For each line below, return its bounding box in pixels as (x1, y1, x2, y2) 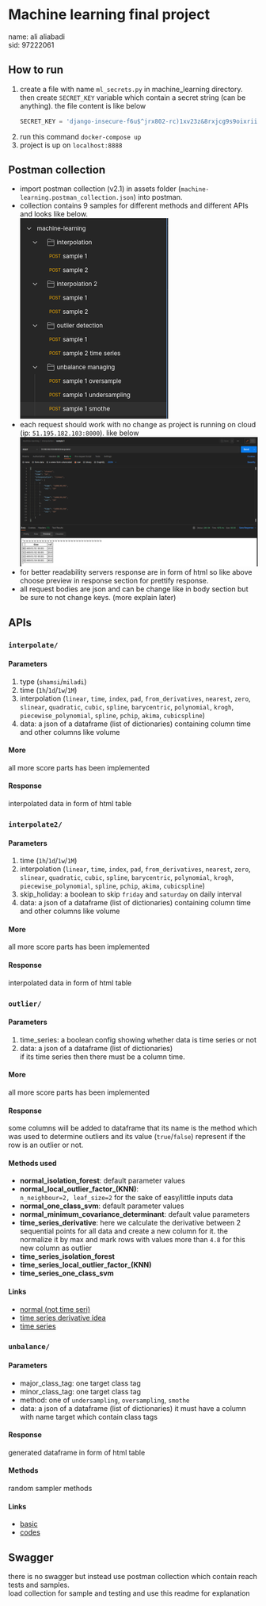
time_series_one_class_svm (19, 1268, 114, 1278)
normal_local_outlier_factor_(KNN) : (19, 1184, 139, 1194)
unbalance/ (8, 1342, 50, 1352)
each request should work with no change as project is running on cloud (19, 420, 256, 430)
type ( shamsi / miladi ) (19, 676, 87, 686)
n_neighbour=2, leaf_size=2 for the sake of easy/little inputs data (19, 1193, 234, 1203)
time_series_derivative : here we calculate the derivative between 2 (19, 1218, 241, 1228)
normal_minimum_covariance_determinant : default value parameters (19, 1210, 250, 1219)
